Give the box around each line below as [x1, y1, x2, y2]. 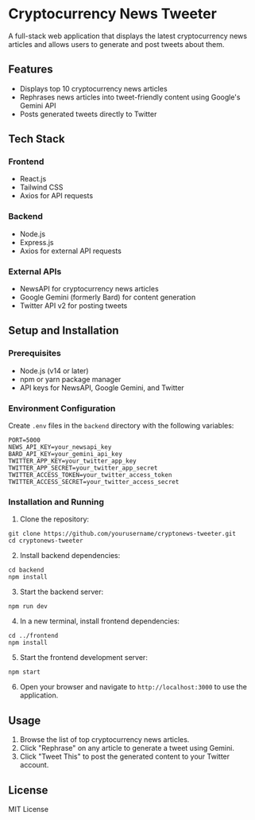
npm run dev [8, 603, 48, 611]
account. [19, 760, 49, 770]
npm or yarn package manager [19, 374, 122, 384]
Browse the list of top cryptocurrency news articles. [19, 735, 190, 744]
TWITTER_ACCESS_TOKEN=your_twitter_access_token [8, 471, 172, 479]
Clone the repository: [19, 514, 90, 524]
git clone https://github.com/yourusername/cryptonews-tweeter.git [8, 530, 237, 538]
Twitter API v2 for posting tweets [19, 301, 128, 310]
